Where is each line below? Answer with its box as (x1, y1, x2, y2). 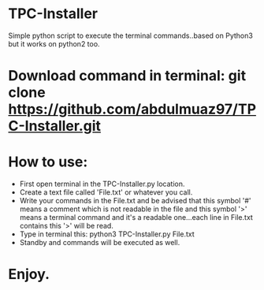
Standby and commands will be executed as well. (19, 238, 180, 247)
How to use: (8, 153, 88, 171)
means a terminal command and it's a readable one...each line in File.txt (19, 213, 254, 222)
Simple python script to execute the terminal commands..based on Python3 (8, 31, 254, 40)
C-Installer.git (8, 117, 101, 135)
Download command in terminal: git (8, 67, 247, 85)
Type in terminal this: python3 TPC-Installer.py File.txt (19, 229, 195, 239)
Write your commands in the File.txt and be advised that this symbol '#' (19, 196, 251, 206)
